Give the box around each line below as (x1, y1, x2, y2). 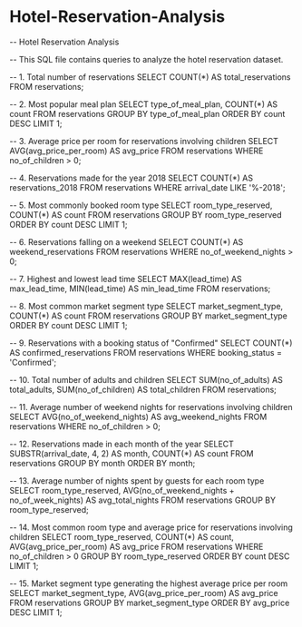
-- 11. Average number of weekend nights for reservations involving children (9, 401, 293, 412)
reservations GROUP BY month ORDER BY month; (9, 457, 196, 468)
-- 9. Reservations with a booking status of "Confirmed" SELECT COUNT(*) (9, 338, 293, 348)
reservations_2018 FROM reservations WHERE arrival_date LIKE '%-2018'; (9, 181, 286, 192)
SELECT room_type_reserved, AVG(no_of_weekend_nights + (9, 485, 235, 495)
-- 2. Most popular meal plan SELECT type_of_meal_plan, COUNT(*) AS (9, 98, 278, 110)
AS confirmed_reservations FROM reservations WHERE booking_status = (9, 347, 283, 358)
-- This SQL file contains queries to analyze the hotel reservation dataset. (9, 54, 284, 64)
